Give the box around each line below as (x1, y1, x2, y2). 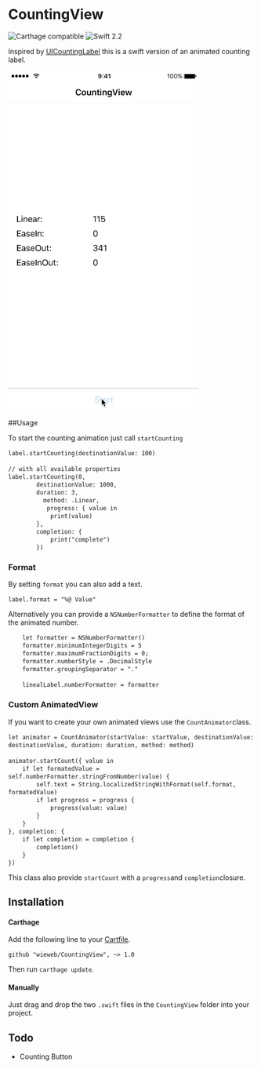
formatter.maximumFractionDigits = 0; (22, 650, 149, 658)
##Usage (8, 418, 38, 427)
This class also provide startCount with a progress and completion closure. (8, 873, 245, 882)
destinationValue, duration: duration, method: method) (8, 741, 194, 749)
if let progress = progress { (36, 796, 135, 804)
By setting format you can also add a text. (8, 579, 143, 589)
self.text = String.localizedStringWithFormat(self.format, (36, 780, 237, 788)
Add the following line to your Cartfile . (8, 935, 131, 944)
